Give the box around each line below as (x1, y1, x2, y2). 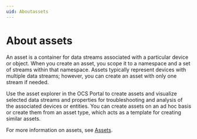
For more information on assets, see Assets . (6, 126, 113, 133)
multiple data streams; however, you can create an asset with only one (6, 72, 177, 80)
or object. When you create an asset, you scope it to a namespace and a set (6, 59, 191, 67)
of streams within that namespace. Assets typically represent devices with (6, 66, 186, 73)
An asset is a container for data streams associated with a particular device (6, 54, 189, 61)
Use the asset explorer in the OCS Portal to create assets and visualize (6, 90, 178, 97)
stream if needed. (6, 78, 49, 85)
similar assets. (6, 115, 41, 122)
